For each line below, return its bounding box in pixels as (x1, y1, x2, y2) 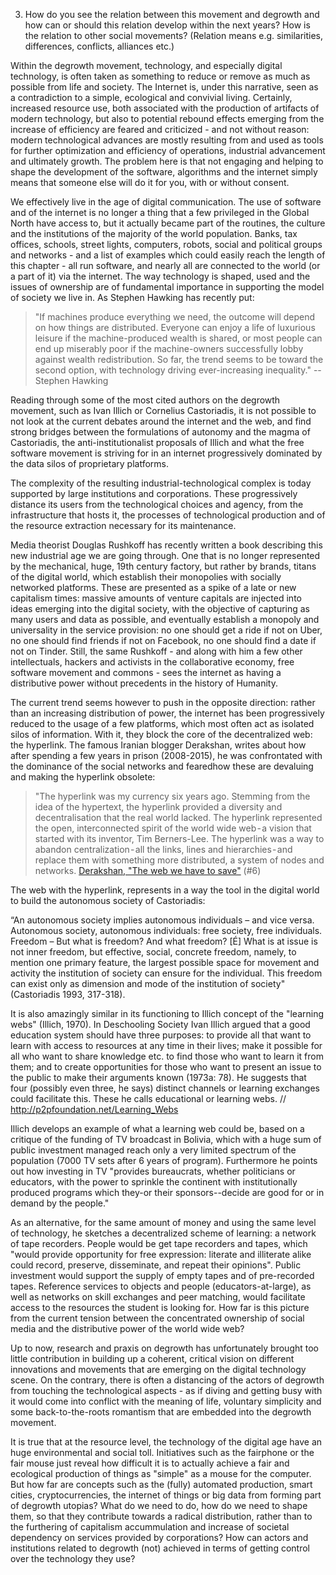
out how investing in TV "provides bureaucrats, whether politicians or (10, 1165, 296, 1177)
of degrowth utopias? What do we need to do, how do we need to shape (10, 1500, 308, 1511)
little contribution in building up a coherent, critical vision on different (10, 1353, 295, 1364)
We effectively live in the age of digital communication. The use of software (10, 196, 322, 208)
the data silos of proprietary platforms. (10, 458, 169, 469)
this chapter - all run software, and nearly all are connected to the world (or (10, 260, 321, 271)
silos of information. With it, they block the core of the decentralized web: (10, 729, 313, 740)
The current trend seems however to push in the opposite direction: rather (10, 697, 316, 708)
